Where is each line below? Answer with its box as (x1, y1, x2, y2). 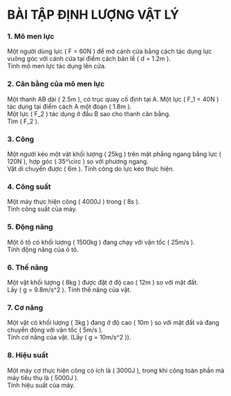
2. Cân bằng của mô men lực (7, 79, 105, 89)
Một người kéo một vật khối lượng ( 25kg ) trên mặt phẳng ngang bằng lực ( (7, 150, 221, 158)
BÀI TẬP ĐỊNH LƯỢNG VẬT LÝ (7, 7, 180, 23)
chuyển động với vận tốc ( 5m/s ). (7, 326, 104, 334)
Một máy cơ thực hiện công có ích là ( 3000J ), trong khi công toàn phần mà (7, 366, 225, 375)
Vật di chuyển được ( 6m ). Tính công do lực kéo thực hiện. (7, 164, 175, 173)
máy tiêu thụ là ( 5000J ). (7, 373, 80, 381)
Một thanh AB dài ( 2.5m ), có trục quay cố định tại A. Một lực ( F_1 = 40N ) (7, 95, 219, 103)
